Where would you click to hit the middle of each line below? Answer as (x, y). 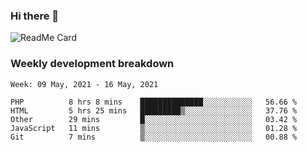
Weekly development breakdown (92, 64)
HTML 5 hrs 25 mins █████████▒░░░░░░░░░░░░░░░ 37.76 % (154, 110)
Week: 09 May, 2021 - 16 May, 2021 (84, 84)
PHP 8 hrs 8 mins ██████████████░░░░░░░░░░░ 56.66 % (154, 102)
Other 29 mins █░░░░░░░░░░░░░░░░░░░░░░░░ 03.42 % (154, 119)
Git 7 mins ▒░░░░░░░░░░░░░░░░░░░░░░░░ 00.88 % (154, 137)
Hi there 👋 (35, 16)
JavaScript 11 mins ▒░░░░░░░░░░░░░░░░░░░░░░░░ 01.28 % (154, 128)
